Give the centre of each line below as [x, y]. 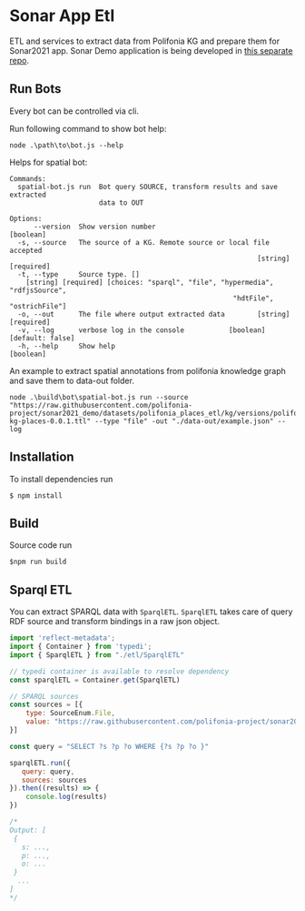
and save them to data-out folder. [72, 380]
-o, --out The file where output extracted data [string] [154, 314]
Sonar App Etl [62, 16]
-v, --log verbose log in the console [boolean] [142, 330]
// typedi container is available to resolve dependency [119, 671]
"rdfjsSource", [38, 290]
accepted [26, 250]
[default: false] [42, 338]
